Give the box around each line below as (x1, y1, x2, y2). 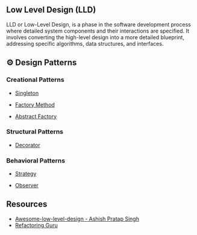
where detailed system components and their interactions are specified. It (6, 27, 190, 34)
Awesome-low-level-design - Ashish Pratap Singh (14, 215, 140, 222)
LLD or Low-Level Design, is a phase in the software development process (6, 20, 191, 28)
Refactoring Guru (14, 221, 58, 228)
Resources (6, 199, 48, 210)
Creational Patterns (6, 75, 64, 84)
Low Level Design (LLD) (6, 5, 96, 15)
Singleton (14, 89, 39, 96)
